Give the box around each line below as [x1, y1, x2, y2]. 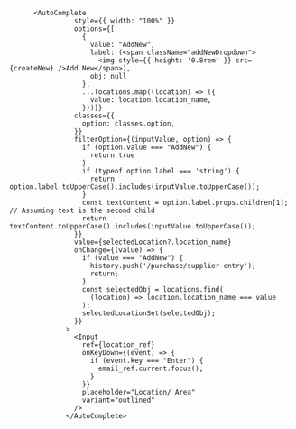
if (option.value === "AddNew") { [81, 143, 212, 152]
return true [89, 151, 135, 160]
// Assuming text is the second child [9, 206, 155, 215]
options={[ [73, 24, 116, 33]
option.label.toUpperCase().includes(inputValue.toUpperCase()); [9, 182, 260, 191]
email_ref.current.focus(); [97, 364, 204, 373]
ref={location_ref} [81, 340, 155, 350]
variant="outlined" [81, 396, 155, 405]
